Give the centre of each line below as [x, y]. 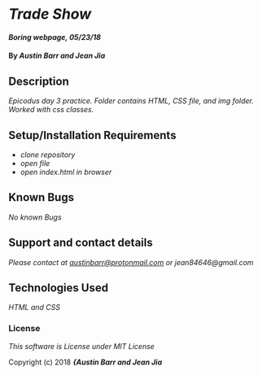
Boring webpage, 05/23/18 [55, 37]
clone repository [48, 155]
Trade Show [50, 14]
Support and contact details [81, 243]
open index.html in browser [66, 172]
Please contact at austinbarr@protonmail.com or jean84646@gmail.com [131, 262]
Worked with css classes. [51, 110]
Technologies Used [58, 288]
